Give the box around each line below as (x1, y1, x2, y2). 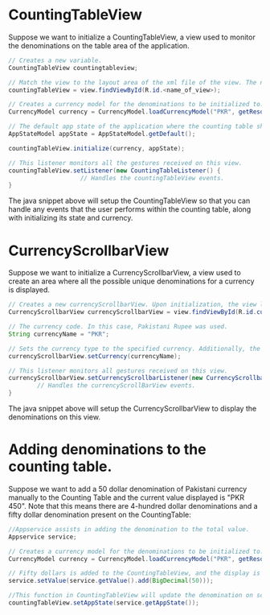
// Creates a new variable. (8, 56, 103, 64)
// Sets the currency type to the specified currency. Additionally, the (8, 345, 261, 353)
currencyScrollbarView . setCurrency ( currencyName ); (8, 352, 182, 360)
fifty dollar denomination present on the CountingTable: (8, 510, 191, 519)
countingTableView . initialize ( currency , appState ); (8, 144, 185, 152)
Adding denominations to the (8, 440, 207, 459)
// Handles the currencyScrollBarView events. (37, 382, 196, 390)
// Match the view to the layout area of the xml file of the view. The (8, 78, 257, 86)
